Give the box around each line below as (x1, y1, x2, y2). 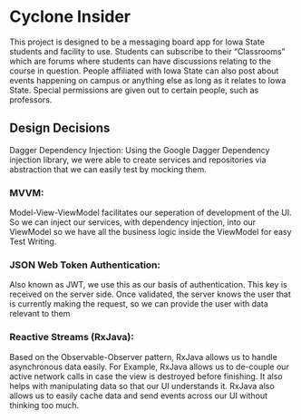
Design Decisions (9, 121, 111, 136)
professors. (9, 93, 53, 105)
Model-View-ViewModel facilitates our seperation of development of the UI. (9, 207, 292, 219)
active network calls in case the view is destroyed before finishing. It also (9, 370, 283, 382)
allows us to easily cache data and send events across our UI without (9, 390, 268, 401)
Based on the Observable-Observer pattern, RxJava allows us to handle (9, 351, 278, 362)
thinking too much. (9, 399, 80, 410)
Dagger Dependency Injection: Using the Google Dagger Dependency (9, 144, 270, 155)
